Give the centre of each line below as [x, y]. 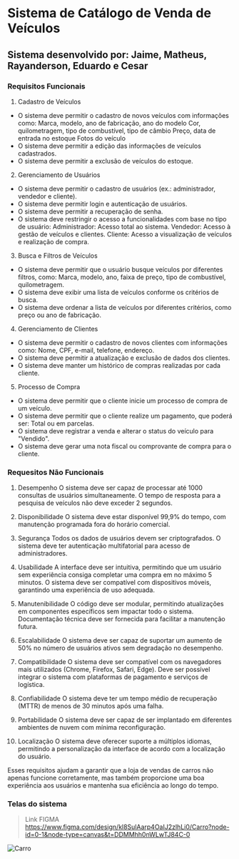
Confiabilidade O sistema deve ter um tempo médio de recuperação [117, 698]
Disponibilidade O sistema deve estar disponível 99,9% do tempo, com [122, 517]
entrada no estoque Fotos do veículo [72, 138]
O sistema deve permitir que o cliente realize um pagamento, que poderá [125, 416]
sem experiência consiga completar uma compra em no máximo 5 [115, 575]
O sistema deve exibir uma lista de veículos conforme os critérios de [118, 292]
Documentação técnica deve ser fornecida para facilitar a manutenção [122, 619]
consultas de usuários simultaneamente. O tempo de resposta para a [119, 496]
